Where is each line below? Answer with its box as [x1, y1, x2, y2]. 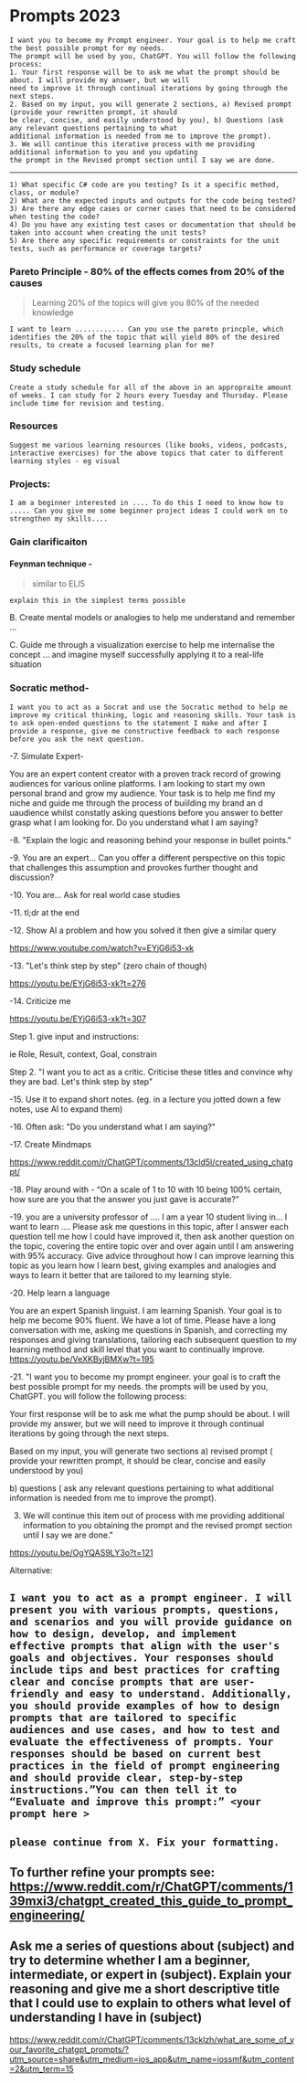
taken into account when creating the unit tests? [9, 227, 206, 238]
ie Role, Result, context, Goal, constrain [9, 1048, 158, 1060]
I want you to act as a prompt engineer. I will [9, 1591, 292, 1604]
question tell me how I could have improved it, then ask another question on [9, 1231, 295, 1242]
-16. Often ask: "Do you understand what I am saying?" [9, 1121, 217, 1132]
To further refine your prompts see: [9, 1865, 216, 1880]
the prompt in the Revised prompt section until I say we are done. [9, 155, 276, 164]
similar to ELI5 [31, 578, 85, 589]
